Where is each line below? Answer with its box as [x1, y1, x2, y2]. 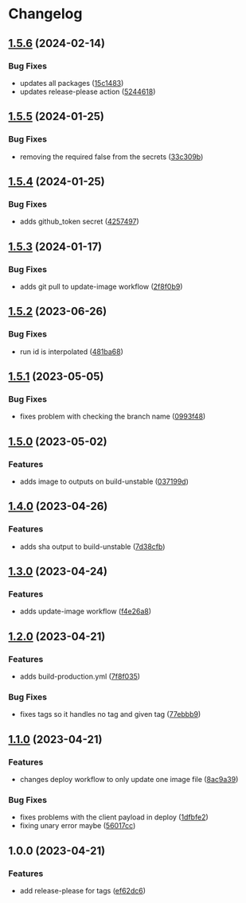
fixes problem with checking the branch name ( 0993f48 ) [19, 411, 206, 422]
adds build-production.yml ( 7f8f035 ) [19, 671, 141, 681]
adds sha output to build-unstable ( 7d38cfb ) [19, 542, 166, 551]
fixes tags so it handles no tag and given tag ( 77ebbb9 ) [19, 710, 201, 719]
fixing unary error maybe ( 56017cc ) [19, 821, 136, 831]
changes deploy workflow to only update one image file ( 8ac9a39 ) [19, 775, 239, 784]
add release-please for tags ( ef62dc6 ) [19, 886, 146, 896]
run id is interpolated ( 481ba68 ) [19, 347, 123, 356]
